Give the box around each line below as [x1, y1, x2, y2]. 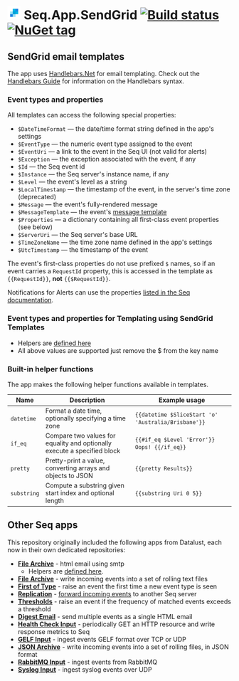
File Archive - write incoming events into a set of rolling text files [17, 574, 208, 583]
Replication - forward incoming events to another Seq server [17, 589, 197, 598]
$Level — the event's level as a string [17, 177, 127, 186]
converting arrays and [45, 464, 110, 473]
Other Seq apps [7, 519, 78, 532]
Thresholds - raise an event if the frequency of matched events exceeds [17, 597, 231, 606]
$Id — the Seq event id [17, 162, 85, 171]
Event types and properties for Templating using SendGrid [7, 314, 213, 324]
